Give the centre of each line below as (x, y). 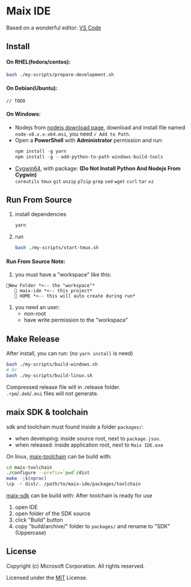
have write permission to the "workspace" (76, 320)
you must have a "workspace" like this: (63, 275)
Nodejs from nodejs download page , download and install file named (100, 127)
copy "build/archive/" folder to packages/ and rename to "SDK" (92, 526)
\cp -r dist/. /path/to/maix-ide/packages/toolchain (74, 484)
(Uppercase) (31, 533)
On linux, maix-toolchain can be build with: (59, 456)
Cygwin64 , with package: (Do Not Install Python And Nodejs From (98, 168)
